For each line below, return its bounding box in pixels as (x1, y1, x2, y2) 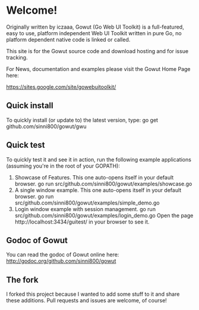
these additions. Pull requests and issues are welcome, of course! (6, 297, 168, 304)
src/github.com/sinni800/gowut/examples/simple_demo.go (14, 199, 160, 206)
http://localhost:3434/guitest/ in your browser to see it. (14, 218, 150, 225)
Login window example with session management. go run (14, 205, 156, 212)
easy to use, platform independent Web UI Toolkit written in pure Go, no (6, 29, 182, 36)
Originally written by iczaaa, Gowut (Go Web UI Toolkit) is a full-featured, (6, 23, 184, 30)
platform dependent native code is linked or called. (6, 36, 131, 43)
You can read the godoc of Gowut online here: (6, 251, 119, 258)
